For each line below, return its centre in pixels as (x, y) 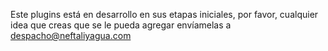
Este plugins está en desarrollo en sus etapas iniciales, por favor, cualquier (164, 14)
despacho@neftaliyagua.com (71, 35)
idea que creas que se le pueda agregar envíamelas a (121, 25)
